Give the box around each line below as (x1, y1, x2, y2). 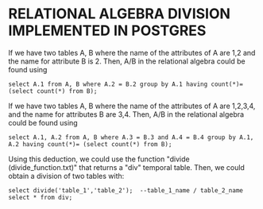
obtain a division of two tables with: (8, 171, 125, 180)
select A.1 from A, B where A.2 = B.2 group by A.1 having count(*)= (8, 80, 244, 88)
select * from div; (8, 193, 73, 201)
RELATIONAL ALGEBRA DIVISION (8, 5, 230, 23)
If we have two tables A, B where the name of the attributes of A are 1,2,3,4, (8, 101, 256, 110)
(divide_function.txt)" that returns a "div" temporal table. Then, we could (8, 162, 245, 172)
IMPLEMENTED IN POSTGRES (8, 21, 207, 40)
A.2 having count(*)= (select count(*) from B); (8, 140, 172, 148)
